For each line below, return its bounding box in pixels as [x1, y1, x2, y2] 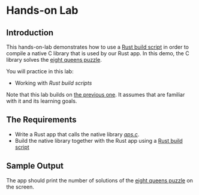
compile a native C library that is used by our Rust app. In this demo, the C [6, 50, 190, 57]
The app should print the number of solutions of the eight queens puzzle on [6, 176, 194, 184]
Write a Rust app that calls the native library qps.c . [14, 130, 140, 138]
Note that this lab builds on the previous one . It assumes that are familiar [6, 91, 185, 98]
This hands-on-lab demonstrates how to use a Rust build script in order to [6, 43, 189, 50]
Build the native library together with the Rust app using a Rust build [14, 137, 183, 144]
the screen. [6, 183, 35, 190]
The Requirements [6, 115, 77, 125]
